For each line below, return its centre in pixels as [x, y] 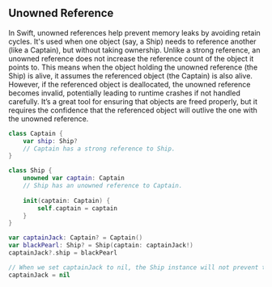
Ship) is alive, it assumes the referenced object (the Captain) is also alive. [131, 75]
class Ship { [30, 171]
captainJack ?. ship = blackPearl [63, 253]
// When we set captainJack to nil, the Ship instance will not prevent [134, 267]
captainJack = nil [39, 275]
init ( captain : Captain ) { [67, 200]
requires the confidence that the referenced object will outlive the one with [133, 110]
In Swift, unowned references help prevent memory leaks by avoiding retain [134, 32]
